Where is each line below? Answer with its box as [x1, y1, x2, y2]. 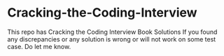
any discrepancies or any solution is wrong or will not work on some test [7, 35, 216, 43]
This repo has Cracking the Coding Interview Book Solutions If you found [7, 28, 218, 36]
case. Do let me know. [7, 42, 71, 50]
